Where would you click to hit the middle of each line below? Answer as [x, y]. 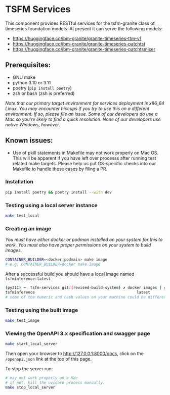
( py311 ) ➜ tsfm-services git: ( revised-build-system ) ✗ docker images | [83, 287]
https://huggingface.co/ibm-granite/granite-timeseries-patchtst [79, 43]
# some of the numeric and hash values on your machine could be [75, 297]
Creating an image [28, 228]
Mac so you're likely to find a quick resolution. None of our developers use [83, 119]
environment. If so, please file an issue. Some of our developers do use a [81, 114]
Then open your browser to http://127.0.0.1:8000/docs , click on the [75, 353]
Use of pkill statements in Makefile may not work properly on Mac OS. [86, 153]
